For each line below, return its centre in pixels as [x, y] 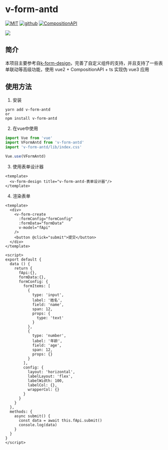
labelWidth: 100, [46, 381]
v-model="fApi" [34, 228]
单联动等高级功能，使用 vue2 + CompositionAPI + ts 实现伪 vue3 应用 [77, 69]
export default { [23, 260]
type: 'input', [48, 295]
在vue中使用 [25, 128]
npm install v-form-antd [31, 118]
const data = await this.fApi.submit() [60, 421]
